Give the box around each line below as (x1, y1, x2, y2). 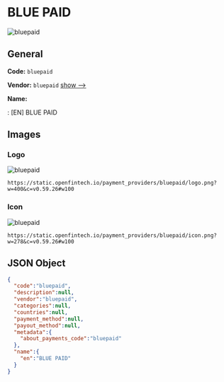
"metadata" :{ (13, 328, 52, 336)
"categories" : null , (13, 302, 72, 310)
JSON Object (7, 257, 66, 270)
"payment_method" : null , (13, 316, 84, 323)
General (7, 48, 44, 60)
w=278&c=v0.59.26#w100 (7, 238, 74, 245)
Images (7, 129, 41, 141)
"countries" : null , (13, 308, 69, 316)
